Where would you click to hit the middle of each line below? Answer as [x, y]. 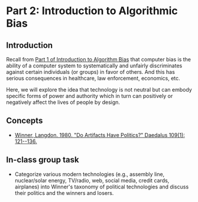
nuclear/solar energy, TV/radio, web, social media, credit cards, [92, 180]
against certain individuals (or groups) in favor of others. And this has [91, 72]
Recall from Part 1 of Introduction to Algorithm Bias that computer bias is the [98, 59]
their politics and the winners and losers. [64, 193]
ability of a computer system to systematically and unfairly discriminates [94, 66]
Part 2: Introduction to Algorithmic [92, 11]
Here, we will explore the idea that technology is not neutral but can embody [99, 89]
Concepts [25, 121]
